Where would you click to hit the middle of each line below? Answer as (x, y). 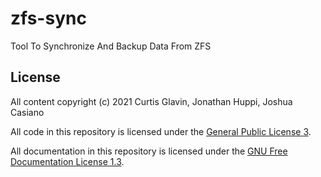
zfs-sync (48, 18)
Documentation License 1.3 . (67, 161)
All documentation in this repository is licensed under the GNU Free (149, 151)
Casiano (27, 112)
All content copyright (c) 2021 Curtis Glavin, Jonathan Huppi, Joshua (151, 101)
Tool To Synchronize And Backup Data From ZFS (111, 46)
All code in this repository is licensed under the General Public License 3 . (161, 131)
